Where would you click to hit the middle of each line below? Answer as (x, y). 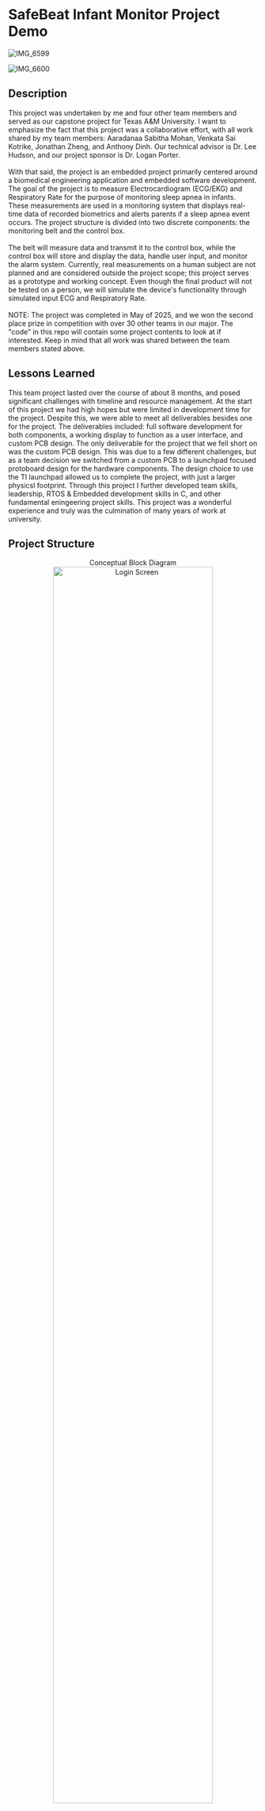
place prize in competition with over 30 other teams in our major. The (121, 323)
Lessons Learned (51, 374)
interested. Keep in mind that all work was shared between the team (119, 340)
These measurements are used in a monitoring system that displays (119, 205)
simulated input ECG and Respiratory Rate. (78, 298)
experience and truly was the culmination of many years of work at (117, 510)
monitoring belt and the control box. (66, 231)
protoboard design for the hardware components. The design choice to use (131, 468)
